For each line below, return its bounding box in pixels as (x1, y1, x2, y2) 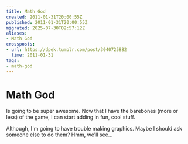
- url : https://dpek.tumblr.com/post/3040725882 (6, 47, 127, 53)
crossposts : (6, 42, 35, 47)
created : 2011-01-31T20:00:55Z (6, 14, 83, 20)
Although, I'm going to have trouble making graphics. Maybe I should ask (6, 125, 183, 132)
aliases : (6, 30, 28, 36)
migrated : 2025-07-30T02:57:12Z (6, 25, 85, 31)
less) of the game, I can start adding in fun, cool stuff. (6, 114, 136, 121)
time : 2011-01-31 (11, 52, 54, 58)
